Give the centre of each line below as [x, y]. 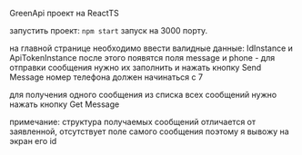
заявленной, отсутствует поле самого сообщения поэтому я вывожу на [149, 131]
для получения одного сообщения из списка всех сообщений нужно [143, 95]
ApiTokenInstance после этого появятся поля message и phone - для [142, 58]
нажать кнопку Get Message [65, 104]
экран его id [33, 141]
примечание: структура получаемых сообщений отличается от [133, 122]
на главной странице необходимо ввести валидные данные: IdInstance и [151, 48]
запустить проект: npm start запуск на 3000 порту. [108, 30]
